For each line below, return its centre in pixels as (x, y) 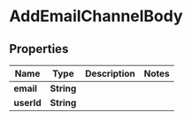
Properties (39, 49)
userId (27, 103)
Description (110, 74)
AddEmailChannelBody (96, 16)
